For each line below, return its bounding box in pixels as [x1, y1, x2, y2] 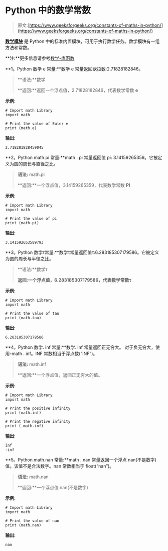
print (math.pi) [5, 220, 39, 225]
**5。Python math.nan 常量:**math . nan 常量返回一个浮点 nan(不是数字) [5, 456, 157, 463]
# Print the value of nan [5, 518, 59, 523]
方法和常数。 [5, 44, 32, 50]
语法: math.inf [17, 361, 47, 367]
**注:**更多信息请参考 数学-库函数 [5, 55, 75, 61]
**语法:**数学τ [17, 266, 48, 272]
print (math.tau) [5, 315, 42, 320]
